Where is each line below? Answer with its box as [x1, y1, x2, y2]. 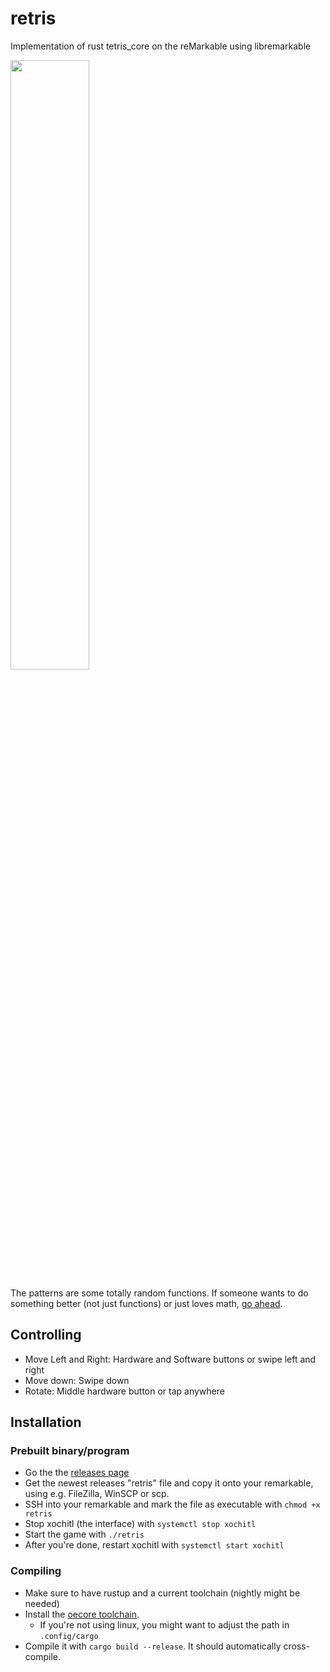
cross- [283, 1640, 311, 1652]
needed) [24, 1597, 60, 1609]
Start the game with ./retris [24, 1528, 145, 1541]
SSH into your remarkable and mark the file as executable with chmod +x [24, 1498, 321, 1511]
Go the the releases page [24, 1467, 130, 1479]
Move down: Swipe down [24, 1374, 130, 1386]
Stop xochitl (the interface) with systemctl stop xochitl [24, 1518, 257, 1530]
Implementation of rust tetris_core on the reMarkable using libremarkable [10, 40, 312, 52]
